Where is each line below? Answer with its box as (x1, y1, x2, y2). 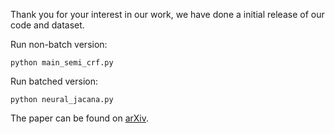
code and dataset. (10, 19, 85, 31)
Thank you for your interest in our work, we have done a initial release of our (10, 9, 325, 20)
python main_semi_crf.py (10, 58, 114, 68)
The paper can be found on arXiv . (10, 112, 150, 124)
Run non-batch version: (10, 39, 108, 50)
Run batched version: (10, 75, 98, 87)
